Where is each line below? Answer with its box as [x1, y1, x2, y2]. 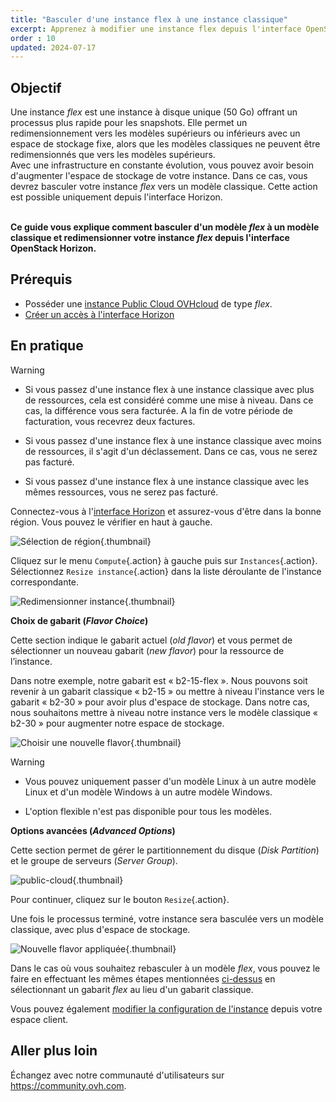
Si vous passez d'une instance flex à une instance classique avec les [24, 475, 310, 487]
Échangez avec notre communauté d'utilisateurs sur [10, 1069, 225, 1081]
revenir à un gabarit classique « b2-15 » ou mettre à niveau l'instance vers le [10, 685, 325, 697]
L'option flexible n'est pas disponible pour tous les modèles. [24, 805, 272, 817]
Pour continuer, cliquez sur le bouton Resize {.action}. [10, 893, 230, 905]
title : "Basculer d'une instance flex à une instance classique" [10, 14, 288, 25]
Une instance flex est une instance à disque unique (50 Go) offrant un [10, 106, 298, 118]
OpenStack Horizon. [10, 242, 97, 255]
